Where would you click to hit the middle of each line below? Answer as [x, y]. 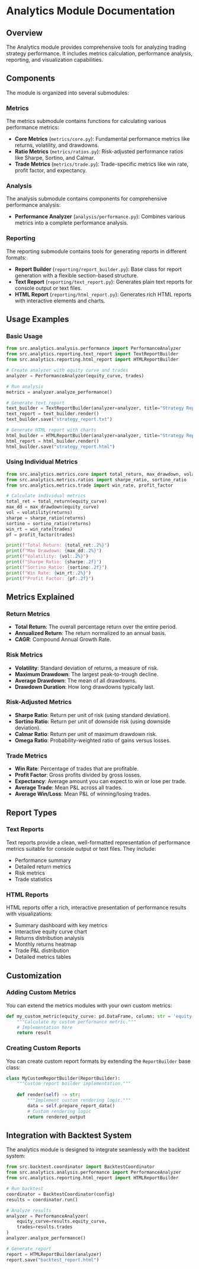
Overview [25, 33]
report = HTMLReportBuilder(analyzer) [54, 1254]
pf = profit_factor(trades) [41, 535]
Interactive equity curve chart [51, 932]
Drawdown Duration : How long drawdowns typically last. [85, 687]
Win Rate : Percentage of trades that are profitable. [77, 769]
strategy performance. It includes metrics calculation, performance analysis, [99, 53]
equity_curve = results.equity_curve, [62, 1221]
